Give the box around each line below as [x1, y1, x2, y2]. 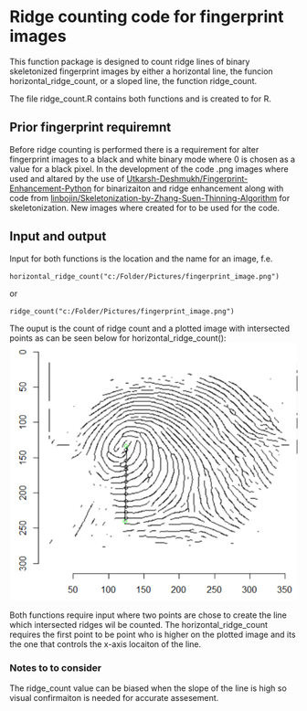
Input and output [9, 228, 107, 244]
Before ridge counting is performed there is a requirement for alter [9, 143, 259, 154]
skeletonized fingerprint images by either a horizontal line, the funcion [9, 66, 274, 77]
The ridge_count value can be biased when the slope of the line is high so [9, 683, 288, 694]
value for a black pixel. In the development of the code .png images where [9, 163, 290, 175]
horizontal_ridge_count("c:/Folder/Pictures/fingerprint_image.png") [9, 271, 281, 281]
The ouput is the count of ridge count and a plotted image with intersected [9, 323, 291, 334]
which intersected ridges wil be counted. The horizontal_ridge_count [9, 620, 268, 631]
